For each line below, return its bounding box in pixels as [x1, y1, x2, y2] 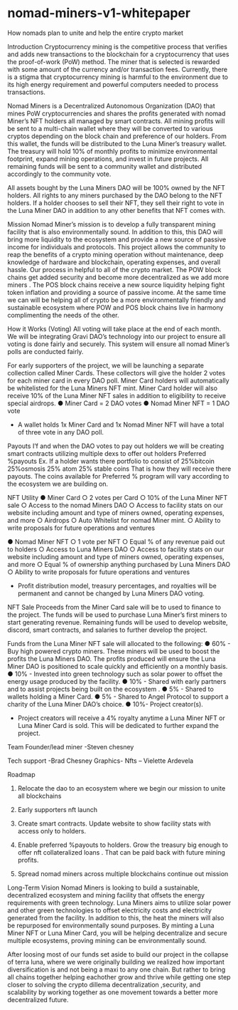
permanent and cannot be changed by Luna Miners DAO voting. [17, 589, 205, 598]
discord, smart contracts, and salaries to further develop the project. [7, 625, 208, 634]
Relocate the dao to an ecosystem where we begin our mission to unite [17, 783, 226, 792]
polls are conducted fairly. [7, 347, 84, 355]
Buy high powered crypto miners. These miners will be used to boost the [7, 647, 220, 655]
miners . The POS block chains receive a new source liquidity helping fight [7, 280, 225, 289]
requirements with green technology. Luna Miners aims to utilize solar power [7, 898, 232, 907]
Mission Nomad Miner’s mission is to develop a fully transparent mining [7, 219, 216, 229]
